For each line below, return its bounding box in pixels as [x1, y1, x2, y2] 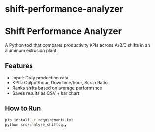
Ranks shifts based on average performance [12, 85, 102, 91]
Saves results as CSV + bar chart [12, 90, 80, 96]
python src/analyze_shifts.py [5, 122, 67, 127]
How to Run [5, 105, 41, 113]
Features [5, 61, 33, 70]
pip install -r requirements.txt [5, 117, 74, 122]
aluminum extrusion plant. [5, 48, 58, 53]
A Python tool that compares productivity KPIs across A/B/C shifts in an [5, 42, 150, 48]
